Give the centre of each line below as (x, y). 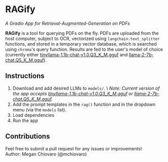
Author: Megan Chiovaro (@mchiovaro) (46, 154)
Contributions (28, 136)
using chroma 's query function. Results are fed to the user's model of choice (84, 49)
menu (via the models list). (39, 109)
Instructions (25, 76)
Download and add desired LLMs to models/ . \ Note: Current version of (86, 88)
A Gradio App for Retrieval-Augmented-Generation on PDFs (68, 23)
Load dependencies (33, 115)
